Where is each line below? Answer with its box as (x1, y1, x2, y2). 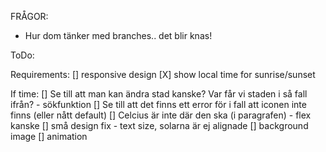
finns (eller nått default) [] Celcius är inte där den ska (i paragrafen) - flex (10, 109, 312, 121)
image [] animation (10, 131, 88, 142)
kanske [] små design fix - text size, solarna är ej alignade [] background (10, 120, 309, 131)
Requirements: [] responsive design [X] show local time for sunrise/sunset (10, 69, 316, 80)
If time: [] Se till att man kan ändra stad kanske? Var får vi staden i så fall (10, 88, 308, 100)
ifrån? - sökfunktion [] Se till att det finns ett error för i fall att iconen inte (10, 99, 307, 110)
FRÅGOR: (10, 11, 49, 22)
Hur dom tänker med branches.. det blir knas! (24, 30, 213, 41)
